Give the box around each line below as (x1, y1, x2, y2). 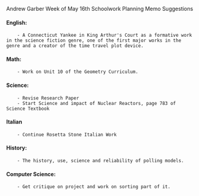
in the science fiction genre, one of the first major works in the (6, 37, 182, 44)
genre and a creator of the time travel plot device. (6, 43, 144, 49)
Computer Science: (6, 170, 56, 177)
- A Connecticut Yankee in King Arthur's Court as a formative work (17, 33, 192, 39)
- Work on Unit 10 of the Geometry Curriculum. (17, 69, 138, 75)
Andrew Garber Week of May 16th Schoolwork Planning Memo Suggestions (6, 5, 194, 12)
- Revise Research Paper (17, 95, 79, 101)
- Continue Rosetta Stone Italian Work (17, 131, 117, 138)
